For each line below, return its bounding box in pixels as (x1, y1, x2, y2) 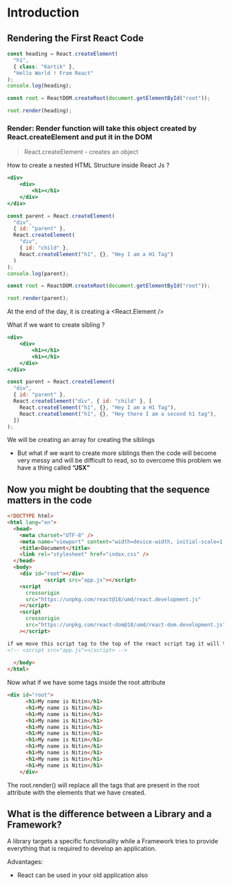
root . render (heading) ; (7, 107, 72, 114)
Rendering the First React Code (7, 32, 144, 44)
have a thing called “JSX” (16, 463, 91, 472)
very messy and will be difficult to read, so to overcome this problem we (16, 456, 222, 465)
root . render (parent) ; (7, 295, 69, 302)
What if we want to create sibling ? (7, 321, 105, 329)
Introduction (7, 5, 80, 21)
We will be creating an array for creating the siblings (7, 436, 155, 444)
